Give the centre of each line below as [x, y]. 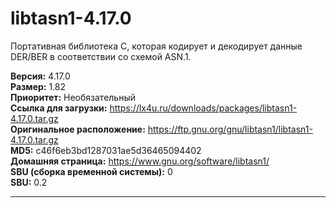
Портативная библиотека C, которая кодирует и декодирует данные [156, 46]
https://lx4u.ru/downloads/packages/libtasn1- [203, 108]
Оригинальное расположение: [78, 129]
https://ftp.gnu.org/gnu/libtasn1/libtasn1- [230, 129]
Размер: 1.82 [38, 86]
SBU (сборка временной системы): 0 [91, 171]
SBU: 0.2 [29, 182]
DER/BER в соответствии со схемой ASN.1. [101, 56]
